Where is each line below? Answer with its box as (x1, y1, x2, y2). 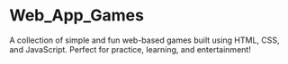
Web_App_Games (9, 5, 144, 26)
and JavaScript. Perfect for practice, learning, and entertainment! (9, 44, 252, 54)
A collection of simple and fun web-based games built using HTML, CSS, (9, 35, 281, 45)
